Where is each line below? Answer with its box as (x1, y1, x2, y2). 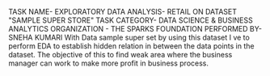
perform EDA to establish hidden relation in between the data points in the (8, 41, 255, 51)
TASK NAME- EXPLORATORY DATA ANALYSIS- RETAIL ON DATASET (8, 7, 237, 16)
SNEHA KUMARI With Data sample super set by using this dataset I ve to (8, 32, 251, 42)
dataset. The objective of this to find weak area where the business (8, 50, 233, 59)
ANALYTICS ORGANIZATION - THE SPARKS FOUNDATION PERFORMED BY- (8, 24, 263, 33)
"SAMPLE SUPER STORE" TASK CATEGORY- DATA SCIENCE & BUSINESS (8, 15, 253, 25)
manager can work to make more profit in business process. (8, 58, 209, 68)
